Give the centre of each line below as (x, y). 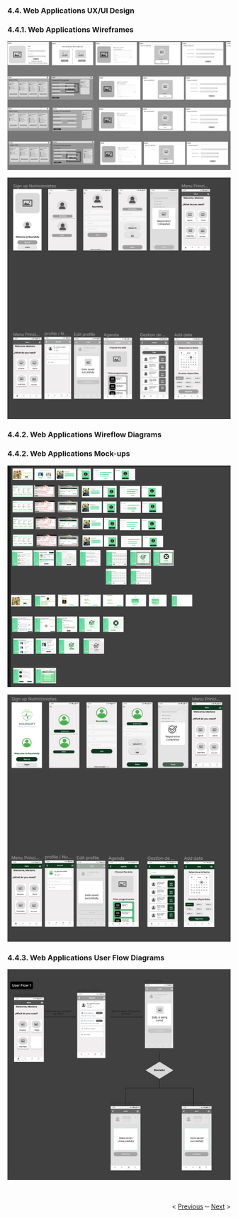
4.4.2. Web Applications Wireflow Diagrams (84, 434)
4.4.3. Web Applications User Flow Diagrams (86, 958)
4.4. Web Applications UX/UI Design (71, 11)
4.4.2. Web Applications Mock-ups (69, 454)
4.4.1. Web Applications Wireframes (70, 29)
